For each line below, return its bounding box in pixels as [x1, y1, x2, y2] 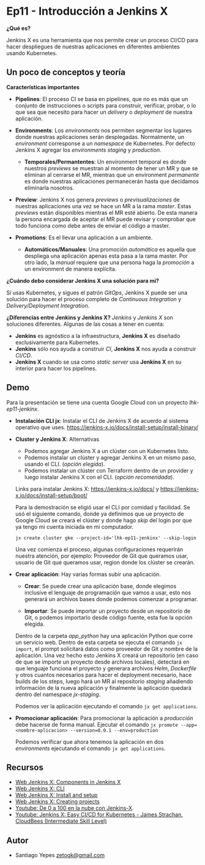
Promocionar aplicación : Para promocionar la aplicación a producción [15, 714, 193, 722]
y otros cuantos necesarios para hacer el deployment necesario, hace [15, 671, 192, 678]
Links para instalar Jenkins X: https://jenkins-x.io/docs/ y [15, 485, 159, 492]
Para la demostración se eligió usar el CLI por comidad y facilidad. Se [15, 503, 191, 511]
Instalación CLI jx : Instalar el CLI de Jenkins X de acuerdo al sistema [15, 417, 188, 424]
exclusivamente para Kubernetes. [15, 339, 100, 346]
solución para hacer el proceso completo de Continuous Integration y [6, 295, 182, 302]
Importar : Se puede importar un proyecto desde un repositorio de [24, 607, 191, 615]
